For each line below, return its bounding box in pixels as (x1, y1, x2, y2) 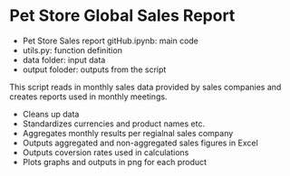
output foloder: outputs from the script (22, 64, 167, 75)
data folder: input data (22, 54, 106, 65)
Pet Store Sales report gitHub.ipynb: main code (22, 35, 199, 46)
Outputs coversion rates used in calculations (22, 146, 189, 158)
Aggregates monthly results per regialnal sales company (22, 127, 234, 138)
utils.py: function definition (22, 44, 122, 55)
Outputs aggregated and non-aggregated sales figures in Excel (22, 137, 258, 148)
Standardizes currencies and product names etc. (22, 118, 206, 129)
